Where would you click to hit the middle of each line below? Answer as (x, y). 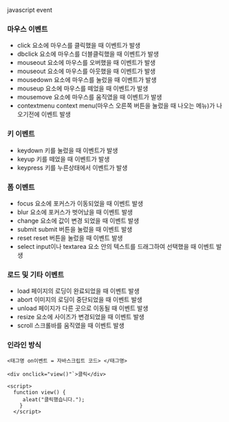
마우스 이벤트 (28, 29)
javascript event (30, 10)
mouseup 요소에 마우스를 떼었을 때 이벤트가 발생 (83, 88)
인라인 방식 (24, 345)
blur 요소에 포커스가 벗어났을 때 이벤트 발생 (75, 212)
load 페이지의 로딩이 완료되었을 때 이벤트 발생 (78, 291)
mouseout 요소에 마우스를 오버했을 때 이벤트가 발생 (86, 63)
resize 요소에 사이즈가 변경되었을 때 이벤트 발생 (80, 317)
